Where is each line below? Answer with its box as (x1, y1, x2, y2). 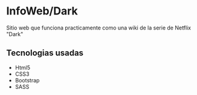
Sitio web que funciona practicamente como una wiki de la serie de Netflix (6, 24, 192, 31)
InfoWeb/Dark (6, 4, 79, 18)
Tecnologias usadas (6, 48, 83, 58)
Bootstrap (15, 76, 40, 84)
